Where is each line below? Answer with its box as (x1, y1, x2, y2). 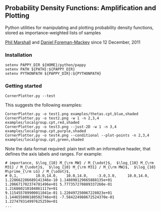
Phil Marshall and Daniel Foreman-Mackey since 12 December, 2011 (5, 39, 141, 45)
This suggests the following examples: (5, 102, 82, 108)
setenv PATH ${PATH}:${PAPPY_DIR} (5, 67, 76, 72)
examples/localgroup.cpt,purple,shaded (5, 129, 86, 134)
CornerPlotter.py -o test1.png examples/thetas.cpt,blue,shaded (5, 112, 139, 117)
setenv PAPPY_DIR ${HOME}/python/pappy (5, 63, 86, 68)
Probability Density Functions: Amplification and (5, 4, 156, 12)
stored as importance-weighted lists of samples (5, 29, 101, 36)
